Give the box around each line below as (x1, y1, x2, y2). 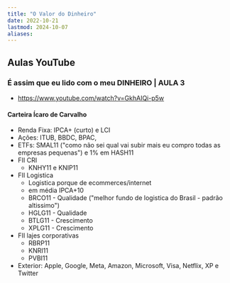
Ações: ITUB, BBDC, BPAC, (17, 133, 97, 142)
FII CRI (17, 156, 38, 165)
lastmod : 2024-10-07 (7, 23, 69, 30)
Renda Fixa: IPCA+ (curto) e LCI (17, 126, 111, 135)
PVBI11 (28, 254, 48, 262)
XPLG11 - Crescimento (28, 224, 94, 233)
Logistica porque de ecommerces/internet (28, 179, 152, 187)
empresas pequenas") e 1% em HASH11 (17, 148, 134, 157)
